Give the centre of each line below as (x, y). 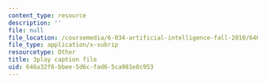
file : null (26, 30)
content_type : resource (47, 15)
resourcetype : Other (42, 52)
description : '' (35, 23)
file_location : (33, 38)
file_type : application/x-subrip (63, 45)
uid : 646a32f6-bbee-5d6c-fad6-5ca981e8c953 (81, 67)
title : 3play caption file (53, 60)
